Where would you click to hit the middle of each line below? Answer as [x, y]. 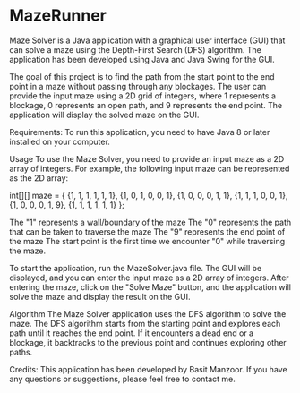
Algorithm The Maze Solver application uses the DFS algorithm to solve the [148, 313]
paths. [21, 352]
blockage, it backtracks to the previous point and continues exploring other [148, 342]
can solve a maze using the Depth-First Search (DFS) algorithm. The [135, 49]
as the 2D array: [39, 178]
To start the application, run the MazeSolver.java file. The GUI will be [136, 268]
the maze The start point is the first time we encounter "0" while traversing [147, 241]
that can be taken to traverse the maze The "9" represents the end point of [147, 231]
